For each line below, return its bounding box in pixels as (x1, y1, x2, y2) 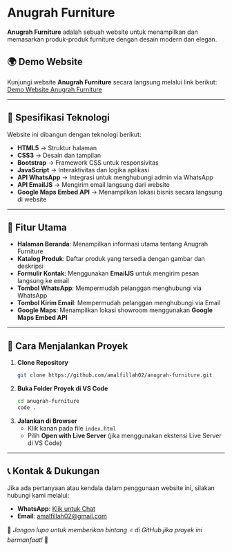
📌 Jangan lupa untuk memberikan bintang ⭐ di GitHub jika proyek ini (7, 525, 202, 534)
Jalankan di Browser (17, 417, 77, 425)
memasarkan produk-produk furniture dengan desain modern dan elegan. (7, 35, 217, 43)
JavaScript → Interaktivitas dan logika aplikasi (17, 165, 150, 174)
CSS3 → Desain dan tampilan (17, 151, 101, 159)
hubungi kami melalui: (7, 491, 70, 499)
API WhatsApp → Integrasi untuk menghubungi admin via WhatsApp (17, 173, 214, 181)
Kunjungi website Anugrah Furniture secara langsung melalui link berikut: (7, 78, 217, 86)
